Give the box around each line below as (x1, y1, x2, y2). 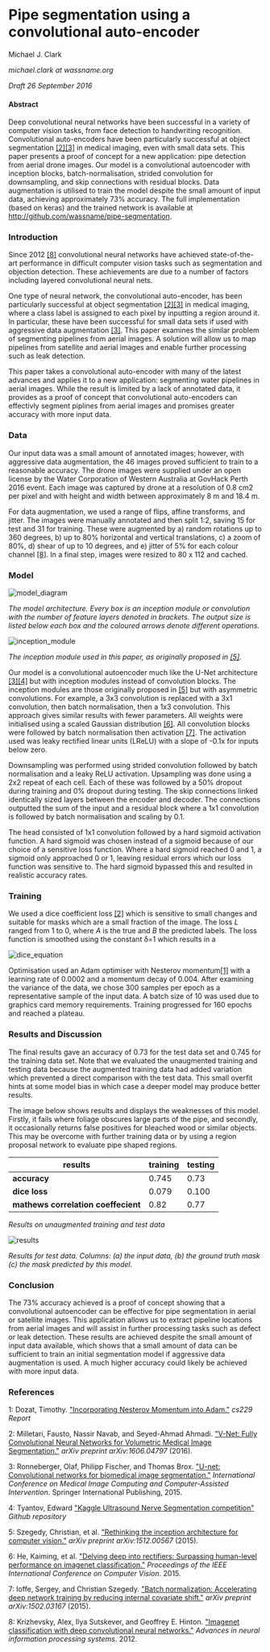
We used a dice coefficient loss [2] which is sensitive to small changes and (8, 909, 258, 919)
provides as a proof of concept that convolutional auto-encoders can (8, 393, 238, 403)
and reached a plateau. (8, 1008, 85, 1018)
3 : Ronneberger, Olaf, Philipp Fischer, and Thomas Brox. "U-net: (8, 1462, 221, 1471)
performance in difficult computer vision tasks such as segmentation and (19, 258, 262, 268)
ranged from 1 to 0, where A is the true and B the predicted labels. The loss (8, 926, 258, 936)
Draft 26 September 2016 (8, 81, 93, 90)
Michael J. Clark (8, 49, 62, 59)
